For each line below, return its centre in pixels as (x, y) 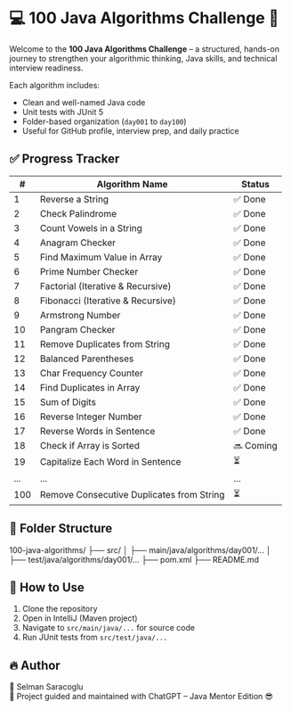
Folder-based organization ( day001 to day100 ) (104, 121)
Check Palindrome (78, 213)
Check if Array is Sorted (90, 445)
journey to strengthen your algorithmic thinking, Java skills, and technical (143, 58)
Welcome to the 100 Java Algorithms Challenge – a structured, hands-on (145, 49)
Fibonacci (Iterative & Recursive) (108, 301)
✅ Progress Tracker (65, 159)
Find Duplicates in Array (90, 387)
